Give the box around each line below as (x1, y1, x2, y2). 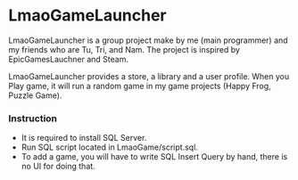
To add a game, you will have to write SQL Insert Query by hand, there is (21, 151, 288, 162)
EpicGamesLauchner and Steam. (8, 53, 128, 64)
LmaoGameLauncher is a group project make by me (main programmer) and (8, 35, 288, 45)
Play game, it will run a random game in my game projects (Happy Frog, (8, 80, 271, 91)
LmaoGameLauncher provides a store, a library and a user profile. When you (8, 70, 290, 81)
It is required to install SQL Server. (21, 133, 147, 143)
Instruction (8, 112, 58, 125)
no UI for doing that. (21, 161, 95, 172)
